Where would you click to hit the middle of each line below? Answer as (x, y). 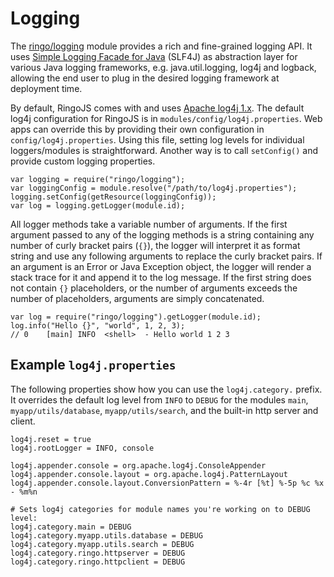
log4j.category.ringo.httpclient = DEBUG (98, 562)
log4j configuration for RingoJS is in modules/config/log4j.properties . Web (166, 118)
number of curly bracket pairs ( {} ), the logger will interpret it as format (155, 245)
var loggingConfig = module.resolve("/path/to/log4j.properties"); (154, 188)
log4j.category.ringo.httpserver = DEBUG (98, 553)
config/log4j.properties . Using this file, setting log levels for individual (157, 139)
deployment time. (46, 88)
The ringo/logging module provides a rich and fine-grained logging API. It (161, 46)
